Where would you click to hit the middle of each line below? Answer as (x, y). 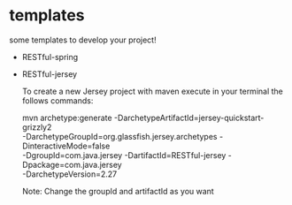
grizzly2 (37, 127)
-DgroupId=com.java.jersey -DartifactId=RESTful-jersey (124, 155)
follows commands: (58, 100)
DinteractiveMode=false (66, 146)
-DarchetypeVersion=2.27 (69, 174)
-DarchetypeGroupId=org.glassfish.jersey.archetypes (119, 136)
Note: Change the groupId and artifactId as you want (118, 191)
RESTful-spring (50, 57)
